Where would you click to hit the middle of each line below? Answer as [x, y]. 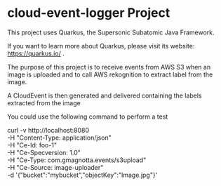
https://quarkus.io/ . [36, 53]
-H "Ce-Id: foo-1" [32, 145]
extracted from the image [44, 102]
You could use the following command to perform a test [88, 117]
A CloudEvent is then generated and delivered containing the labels [105, 95]
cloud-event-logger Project [89, 13]
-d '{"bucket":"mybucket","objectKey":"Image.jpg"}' [82, 175]
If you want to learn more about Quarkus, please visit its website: [101, 46]
